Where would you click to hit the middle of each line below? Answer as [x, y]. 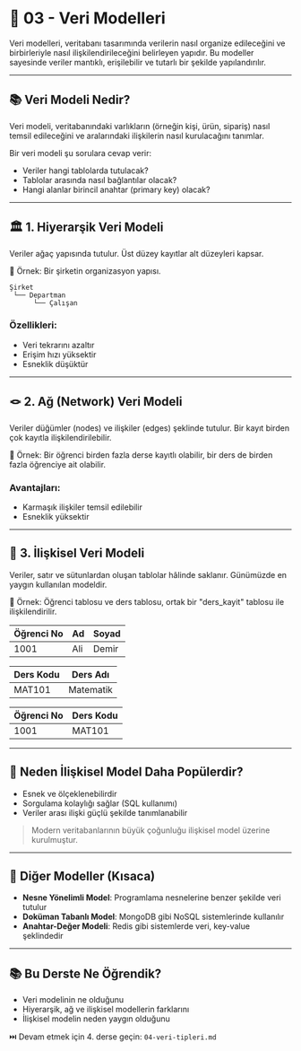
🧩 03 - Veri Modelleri [87, 18]
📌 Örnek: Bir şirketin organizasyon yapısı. [85, 271]
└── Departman [39, 295]
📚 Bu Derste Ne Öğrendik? [86, 973]
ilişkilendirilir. [33, 611]
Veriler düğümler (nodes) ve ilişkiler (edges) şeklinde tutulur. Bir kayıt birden [149, 428]
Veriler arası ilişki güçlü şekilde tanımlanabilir [105, 812]
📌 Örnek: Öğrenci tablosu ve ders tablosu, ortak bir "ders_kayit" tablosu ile [147, 601]
